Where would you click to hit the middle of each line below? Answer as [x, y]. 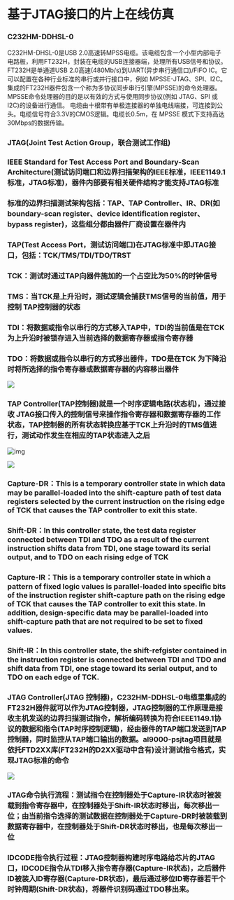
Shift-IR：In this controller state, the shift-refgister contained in [117, 650]
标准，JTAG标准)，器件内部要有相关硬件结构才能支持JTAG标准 [113, 183]
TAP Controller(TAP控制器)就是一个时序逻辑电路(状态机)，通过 [113, 404]
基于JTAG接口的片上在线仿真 [91, 14]
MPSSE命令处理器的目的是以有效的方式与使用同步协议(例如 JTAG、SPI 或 [113, 97]
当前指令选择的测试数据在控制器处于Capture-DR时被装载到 [128, 816]
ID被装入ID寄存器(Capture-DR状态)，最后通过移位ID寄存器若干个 [116, 879]
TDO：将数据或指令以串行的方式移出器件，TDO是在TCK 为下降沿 [117, 358]
